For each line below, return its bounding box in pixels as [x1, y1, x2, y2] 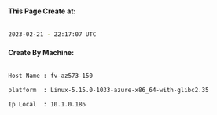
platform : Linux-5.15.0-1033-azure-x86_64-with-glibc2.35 [8, 87, 210, 95]
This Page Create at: [8, 6, 76, 16]
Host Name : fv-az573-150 [8, 72, 93, 80]
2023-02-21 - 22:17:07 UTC [8, 31, 97, 39]
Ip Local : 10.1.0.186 [8, 101, 86, 109]
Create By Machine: [8, 47, 75, 57]
